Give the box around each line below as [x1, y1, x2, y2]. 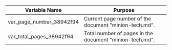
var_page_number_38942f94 [8, 18, 79, 25]
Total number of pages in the [83, 30, 154, 37]
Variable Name [25, 7, 62, 13]
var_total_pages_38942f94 [8, 33, 74, 40]
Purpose [113, 7, 135, 13]
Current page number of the [83, 15, 152, 22]
